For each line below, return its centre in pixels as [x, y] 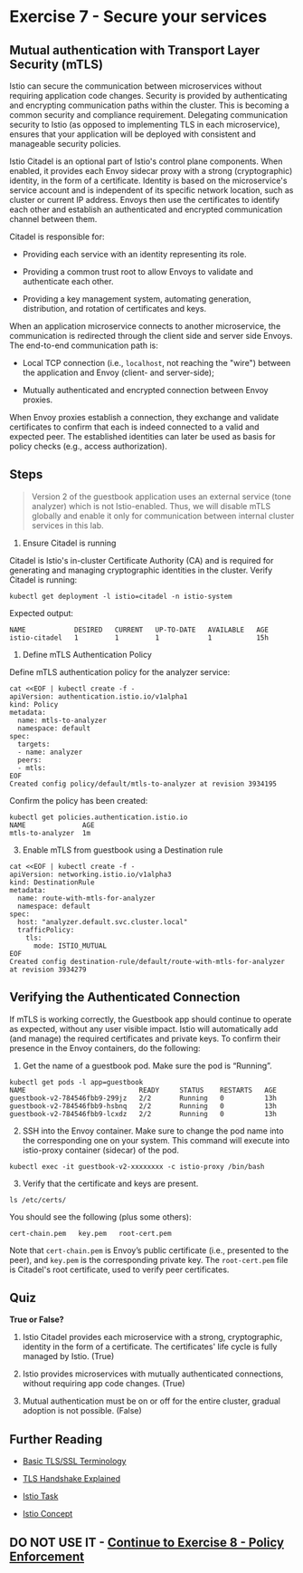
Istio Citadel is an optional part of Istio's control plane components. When [146, 161]
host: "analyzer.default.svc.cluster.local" [103, 922]
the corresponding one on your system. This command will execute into [156, 1140]
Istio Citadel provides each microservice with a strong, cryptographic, [152, 1337]
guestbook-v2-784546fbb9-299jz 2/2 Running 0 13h [143, 1098]
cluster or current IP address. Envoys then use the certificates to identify [145, 200]
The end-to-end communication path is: [84, 345]
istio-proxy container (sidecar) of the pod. [100, 1150]
